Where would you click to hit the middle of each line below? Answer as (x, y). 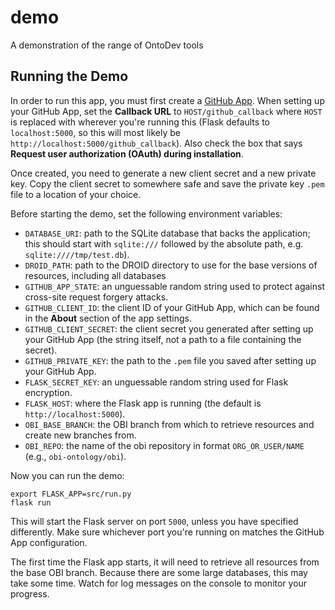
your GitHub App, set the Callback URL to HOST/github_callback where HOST (166, 111)
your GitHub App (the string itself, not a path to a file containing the (163, 339)
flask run (31, 502)
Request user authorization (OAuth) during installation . (127, 153)
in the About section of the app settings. (108, 318)
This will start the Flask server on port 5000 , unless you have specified (154, 521)
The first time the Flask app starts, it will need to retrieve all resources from (165, 562)
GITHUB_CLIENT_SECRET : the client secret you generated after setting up (169, 328)
